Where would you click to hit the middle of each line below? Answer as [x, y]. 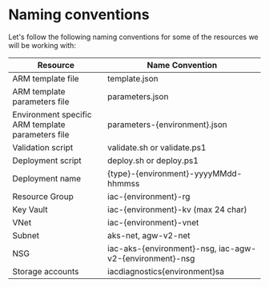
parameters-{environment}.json [167, 124]
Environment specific [52, 114]
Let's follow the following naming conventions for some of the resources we [133, 37]
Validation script [43, 147]
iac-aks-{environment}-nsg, [163, 248]
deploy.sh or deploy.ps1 [153, 160]
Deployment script [47, 160]
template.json [133, 78]
